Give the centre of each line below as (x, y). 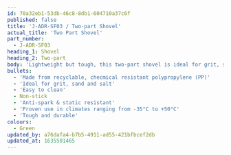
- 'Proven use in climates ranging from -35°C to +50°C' (97, 109)
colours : (20, 122)
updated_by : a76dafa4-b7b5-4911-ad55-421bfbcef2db (81, 134)
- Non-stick (31, 97)
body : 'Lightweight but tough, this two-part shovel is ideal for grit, (113, 64)
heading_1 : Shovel (33, 52)
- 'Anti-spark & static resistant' (64, 103)
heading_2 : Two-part (37, 58)
